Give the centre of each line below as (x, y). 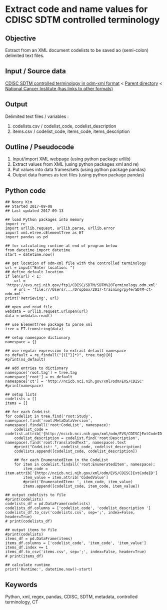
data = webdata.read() (29, 316)
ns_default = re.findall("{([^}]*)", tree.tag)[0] (59, 355)
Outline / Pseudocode (40, 147)
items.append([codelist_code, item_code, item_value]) (81, 486)
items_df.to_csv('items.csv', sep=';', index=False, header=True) (76, 552)
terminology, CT (22, 602)
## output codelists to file (35, 495)
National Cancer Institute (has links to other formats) (59, 88)
